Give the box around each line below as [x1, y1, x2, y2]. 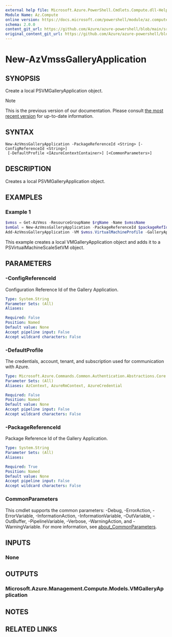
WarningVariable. [5, 523, 42, 530]
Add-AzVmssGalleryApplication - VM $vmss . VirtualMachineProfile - [5, 230, 147, 235]
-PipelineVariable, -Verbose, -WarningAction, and [28, 518, 132, 524]
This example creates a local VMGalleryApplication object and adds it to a [5, 239, 161, 245]
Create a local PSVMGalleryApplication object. [5, 88, 103, 94]
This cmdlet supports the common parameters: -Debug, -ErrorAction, [5, 507, 152, 513]
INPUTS [5, 538, 31, 547]
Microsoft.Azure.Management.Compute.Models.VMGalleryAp [5, 585, 164, 592]
